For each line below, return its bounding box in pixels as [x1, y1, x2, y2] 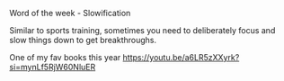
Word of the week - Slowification [9, 8, 131, 18]
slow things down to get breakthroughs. [9, 35, 157, 45]
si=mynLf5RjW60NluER [9, 62, 96, 72]
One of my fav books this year [9, 52, 121, 62]
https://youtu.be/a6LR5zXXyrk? [122, 52, 240, 62]
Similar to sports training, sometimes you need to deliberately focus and [9, 25, 276, 35]
